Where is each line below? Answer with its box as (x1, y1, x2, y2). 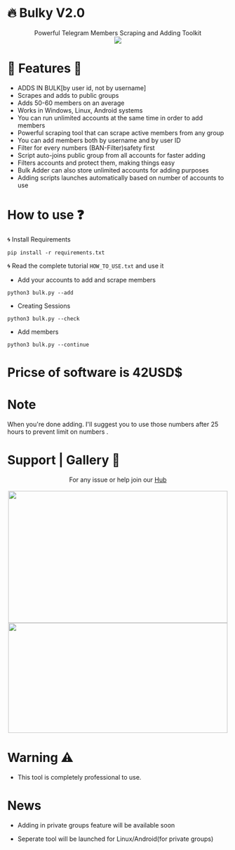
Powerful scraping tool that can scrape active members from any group (17, 128, 224, 137)
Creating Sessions (17, 301, 71, 310)
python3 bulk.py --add (7, 289, 74, 296)
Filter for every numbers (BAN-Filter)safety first (17, 143, 156, 152)
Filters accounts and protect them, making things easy (17, 158, 175, 167)
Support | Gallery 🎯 (7, 452, 121, 468)
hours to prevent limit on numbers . (7, 427, 109, 436)
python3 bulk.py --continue (7, 341, 90, 348)
